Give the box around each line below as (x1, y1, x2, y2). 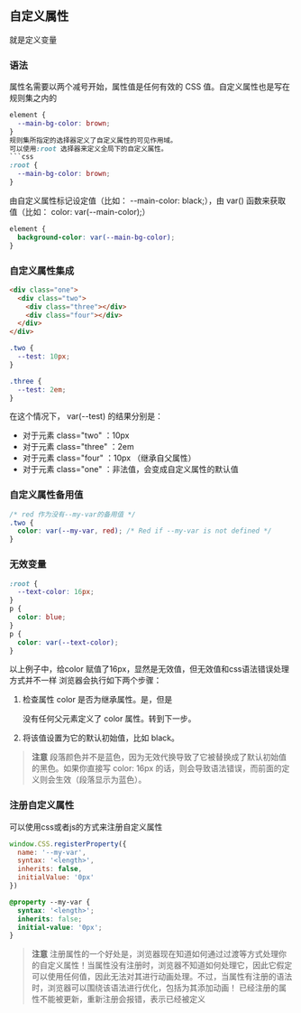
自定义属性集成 (9, 265, 75, 277)
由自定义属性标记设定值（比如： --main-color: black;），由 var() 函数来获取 (9, 195, 287, 206)
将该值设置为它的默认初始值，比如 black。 (22, 732, 180, 743)
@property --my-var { (9, 897, 91, 906)
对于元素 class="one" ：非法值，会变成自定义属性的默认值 (22, 464, 239, 475)
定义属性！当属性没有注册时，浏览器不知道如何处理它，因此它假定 (47, 960, 293, 971)
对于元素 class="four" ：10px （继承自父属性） (22, 452, 196, 463)
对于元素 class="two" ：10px (22, 430, 130, 441)
